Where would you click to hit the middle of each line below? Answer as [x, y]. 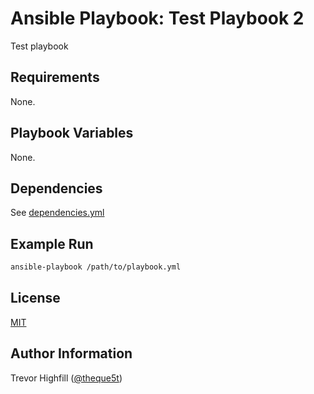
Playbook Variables [72, 133]
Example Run [52, 243]
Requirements [55, 77]
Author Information [71, 353]
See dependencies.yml [57, 213]
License [35, 298]
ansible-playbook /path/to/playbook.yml [96, 267]
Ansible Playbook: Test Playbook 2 [157, 18]
